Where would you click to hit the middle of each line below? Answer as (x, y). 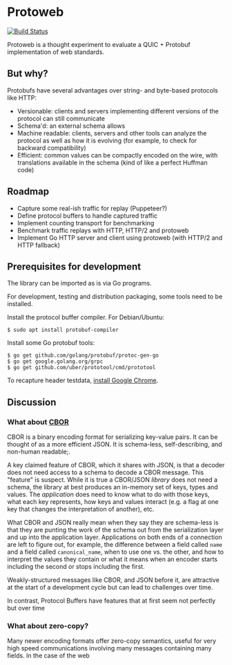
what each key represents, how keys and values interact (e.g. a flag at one (113, 502)
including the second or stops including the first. (76, 567)
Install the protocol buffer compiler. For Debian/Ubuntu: (86, 317)
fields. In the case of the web (48, 656)
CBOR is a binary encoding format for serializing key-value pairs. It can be (113, 437)
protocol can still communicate (61, 118)
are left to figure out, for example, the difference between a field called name (115, 545)
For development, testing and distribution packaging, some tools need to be (115, 297)
